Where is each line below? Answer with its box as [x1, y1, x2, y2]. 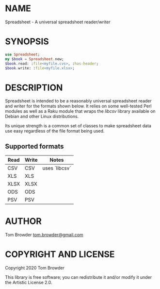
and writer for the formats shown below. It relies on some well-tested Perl [5, 103, 152, 109]
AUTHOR [5, 216, 42, 227]
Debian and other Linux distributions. [5, 114, 79, 119]
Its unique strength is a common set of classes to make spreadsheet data [5, 123, 152, 129]
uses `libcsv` [42, 165, 71, 171]
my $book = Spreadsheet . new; [5, 56, 64, 61]
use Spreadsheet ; [5, 52, 40, 57]
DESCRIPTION [5, 82, 63, 93]
